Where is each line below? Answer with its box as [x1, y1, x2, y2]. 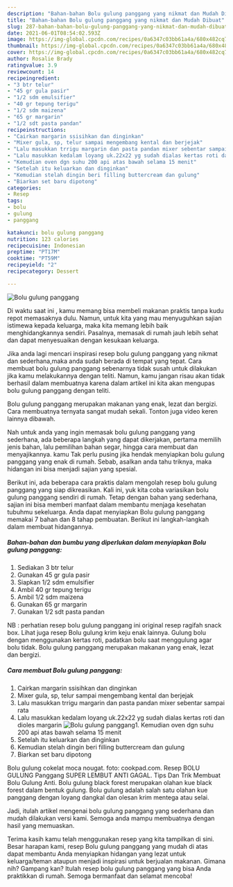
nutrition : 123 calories [7, 235, 79, 243]
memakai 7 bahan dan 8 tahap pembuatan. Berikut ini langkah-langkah [7, 515, 209, 523]
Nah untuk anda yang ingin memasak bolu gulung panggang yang [7, 428, 196, 436]
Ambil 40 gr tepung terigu [17, 585, 92, 593]
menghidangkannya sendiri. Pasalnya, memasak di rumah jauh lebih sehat [7, 328, 218, 337]
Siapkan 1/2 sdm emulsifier [17, 577, 95, 586]
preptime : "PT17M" [7, 248, 60, 255]
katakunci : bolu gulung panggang [7, 229, 104, 236]
